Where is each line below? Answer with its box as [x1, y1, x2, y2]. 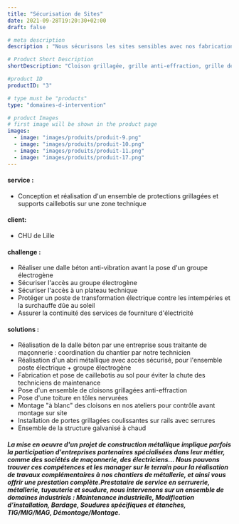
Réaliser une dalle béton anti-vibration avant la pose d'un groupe [17, 264, 208, 272]
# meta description [7, 36, 65, 43]
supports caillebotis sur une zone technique [17, 199, 147, 208]
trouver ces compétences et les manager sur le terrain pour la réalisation [7, 463, 229, 471]
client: [7, 215, 27, 224]
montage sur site [17, 409, 68, 417]
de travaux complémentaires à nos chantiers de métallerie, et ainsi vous [7, 470, 226, 478]
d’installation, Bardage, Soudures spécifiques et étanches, [7, 501, 186, 509]
